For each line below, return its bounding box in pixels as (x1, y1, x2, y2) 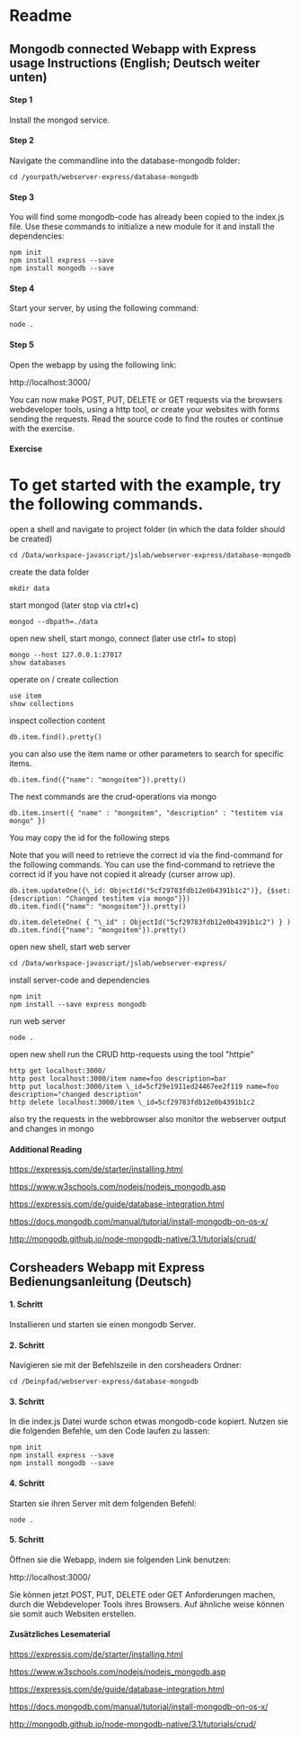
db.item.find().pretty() (9, 733, 102, 742)
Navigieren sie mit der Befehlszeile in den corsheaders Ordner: (9, 1360, 243, 1371)
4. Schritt (9, 1478, 45, 1489)
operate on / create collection (9, 674, 119, 685)
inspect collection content (9, 715, 106, 726)
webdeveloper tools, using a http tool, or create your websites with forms (9, 403, 280, 414)
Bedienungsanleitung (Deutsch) (9, 1273, 192, 1289)
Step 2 (9, 135, 34, 146)
